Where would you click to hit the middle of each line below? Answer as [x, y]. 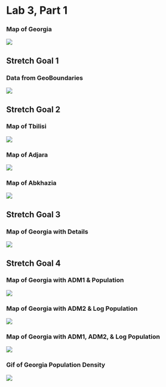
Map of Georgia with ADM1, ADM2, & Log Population [83, 337]
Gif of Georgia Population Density [56, 365]
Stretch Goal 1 [33, 61]
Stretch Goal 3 [33, 214]
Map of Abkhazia [31, 183]
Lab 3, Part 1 [37, 10]
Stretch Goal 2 [33, 109]
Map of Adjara [27, 155]
